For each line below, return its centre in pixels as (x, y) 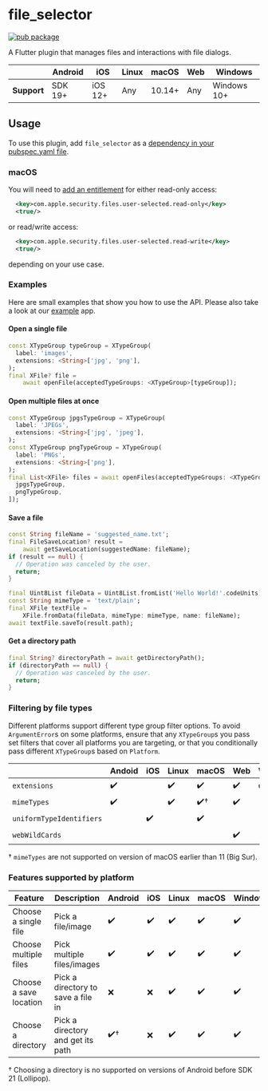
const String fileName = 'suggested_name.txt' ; (89, 535)
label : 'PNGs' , (41, 455)
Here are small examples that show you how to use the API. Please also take (134, 302)
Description (77, 898)
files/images (77, 964)
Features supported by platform (71, 877)
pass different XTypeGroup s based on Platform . (85, 751)
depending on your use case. (56, 264)
